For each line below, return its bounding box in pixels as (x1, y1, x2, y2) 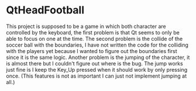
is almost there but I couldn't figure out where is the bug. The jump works (6, 60, 183, 67)
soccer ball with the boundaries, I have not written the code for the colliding (6, 41, 189, 48)
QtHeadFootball (6, 3, 85, 17)
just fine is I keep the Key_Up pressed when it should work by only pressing (6, 66, 188, 73)
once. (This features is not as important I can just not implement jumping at (6, 72, 187, 79)
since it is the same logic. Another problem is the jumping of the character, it (6, 54, 190, 61)
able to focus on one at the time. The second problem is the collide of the (6, 35, 183, 42)
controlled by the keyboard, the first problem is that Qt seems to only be (6, 29, 180, 36)
